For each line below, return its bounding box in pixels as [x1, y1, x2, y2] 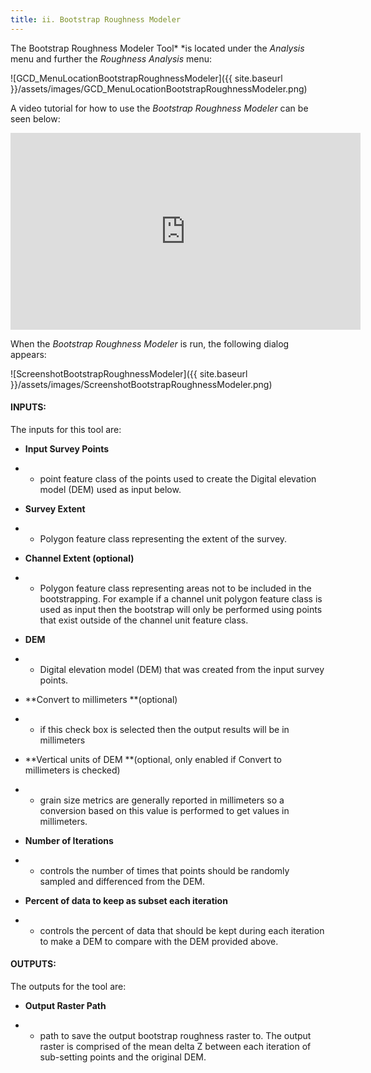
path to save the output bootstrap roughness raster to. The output [39, 1030, 312, 1042]
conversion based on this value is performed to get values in [39, 804, 290, 816]
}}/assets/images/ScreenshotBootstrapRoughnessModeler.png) [10, 378, 273, 390]
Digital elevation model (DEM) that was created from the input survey [39, 663, 325, 675]
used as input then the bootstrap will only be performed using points [39, 603, 323, 615]
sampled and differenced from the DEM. [39, 875, 206, 887]
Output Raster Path [24, 1000, 107, 1012]
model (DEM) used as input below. [39, 483, 182, 495]
